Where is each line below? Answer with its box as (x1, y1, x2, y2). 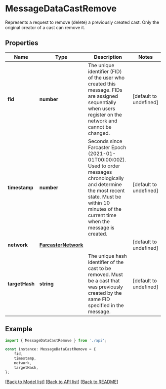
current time (88, 212, 117, 219)
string (39, 280, 54, 287)
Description (93, 53, 123, 60)
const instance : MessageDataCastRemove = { (5, 347, 96, 352)
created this (88, 80, 116, 87)
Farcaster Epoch (88, 144, 126, 151)
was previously (88, 283, 124, 290)
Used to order (88, 162, 120, 169)
